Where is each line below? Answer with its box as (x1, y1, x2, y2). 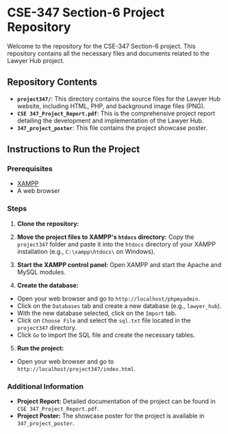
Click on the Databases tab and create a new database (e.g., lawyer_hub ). (16, 301, 222, 309)
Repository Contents (7, 77, 98, 88)
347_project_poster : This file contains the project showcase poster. (16, 123, 207, 131)
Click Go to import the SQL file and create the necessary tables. (16, 331, 195, 339)
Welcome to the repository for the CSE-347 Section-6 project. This (7, 42, 197, 50)
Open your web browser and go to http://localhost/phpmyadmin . (16, 294, 201, 303)
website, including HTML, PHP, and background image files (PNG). (16, 101, 205, 110)
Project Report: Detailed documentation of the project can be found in (16, 397, 216, 405)
